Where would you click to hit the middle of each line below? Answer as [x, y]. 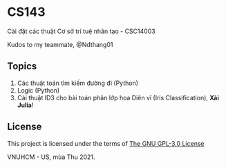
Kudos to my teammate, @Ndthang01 [60, 44]
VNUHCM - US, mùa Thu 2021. [51, 157]
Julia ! [25, 105]
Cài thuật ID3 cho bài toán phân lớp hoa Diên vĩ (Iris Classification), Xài [118, 97]
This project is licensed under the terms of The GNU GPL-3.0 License [106, 143]
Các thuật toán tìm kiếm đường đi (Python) [78, 83]
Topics [22, 66]
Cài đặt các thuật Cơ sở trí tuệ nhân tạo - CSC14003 [81, 31]
